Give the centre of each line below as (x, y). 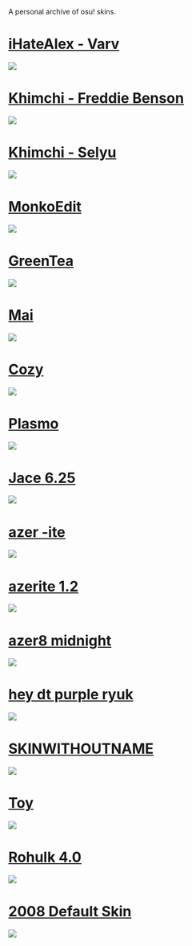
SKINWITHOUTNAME (81, 749)
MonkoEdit (45, 207)
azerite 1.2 (43, 586)
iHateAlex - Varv (64, 44)
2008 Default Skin (70, 912)
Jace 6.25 (42, 478)
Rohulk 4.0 (45, 857)
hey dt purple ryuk (71, 695)
